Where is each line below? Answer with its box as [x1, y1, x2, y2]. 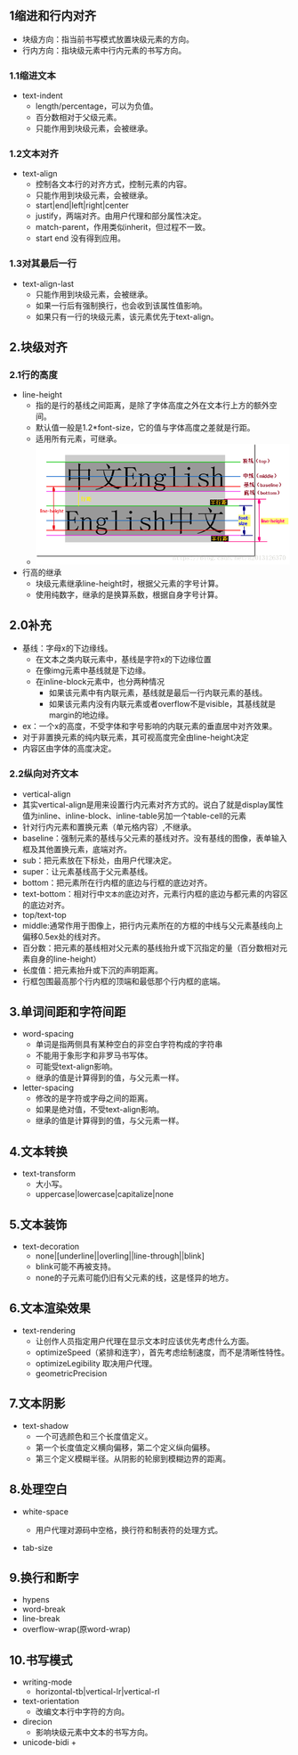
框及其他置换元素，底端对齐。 [21, 843, 132, 854]
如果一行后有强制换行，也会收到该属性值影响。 [35, 299, 207, 310]
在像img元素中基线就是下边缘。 [35, 665, 151, 676]
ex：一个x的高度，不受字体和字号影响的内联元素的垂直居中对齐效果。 [21, 721, 278, 732]
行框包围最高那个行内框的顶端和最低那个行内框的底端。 [21, 975, 225, 987]
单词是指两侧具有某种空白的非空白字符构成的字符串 [35, 1039, 223, 1050]
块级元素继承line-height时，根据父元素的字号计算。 [35, 578, 224, 588]
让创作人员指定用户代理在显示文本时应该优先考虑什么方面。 [35, 1335, 254, 1346]
